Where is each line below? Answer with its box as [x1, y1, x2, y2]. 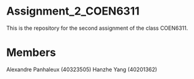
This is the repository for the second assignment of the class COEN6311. [6, 24, 189, 32]
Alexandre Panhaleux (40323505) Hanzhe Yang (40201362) [6, 66, 157, 73]
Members [6, 46, 56, 60]
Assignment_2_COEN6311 [6, 4, 140, 18]
